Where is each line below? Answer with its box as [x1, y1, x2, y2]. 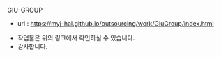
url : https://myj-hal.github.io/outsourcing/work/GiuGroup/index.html [17, 19, 214, 27]
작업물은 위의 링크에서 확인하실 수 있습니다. [17, 34, 135, 42]
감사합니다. [17, 42, 48, 51]
